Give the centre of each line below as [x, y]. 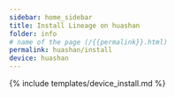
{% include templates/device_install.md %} [87, 83]
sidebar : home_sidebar [51, 17]
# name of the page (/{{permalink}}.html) [88, 42]
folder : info [33, 34]
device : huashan [39, 58]
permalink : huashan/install [61, 50]
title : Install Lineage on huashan [75, 26]
